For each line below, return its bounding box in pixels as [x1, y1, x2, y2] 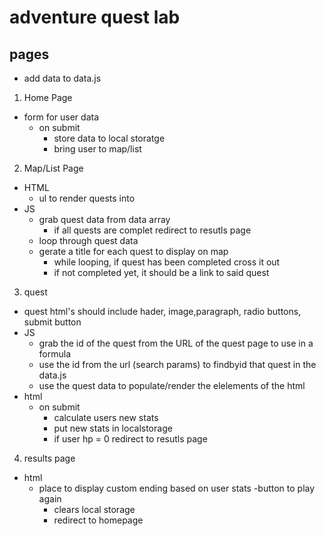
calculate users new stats [53, 412, 159, 423]
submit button [23, 316, 82, 328]
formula [38, 348, 72, 360]
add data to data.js [23, 72, 102, 84]
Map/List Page [23, 162, 84, 174]
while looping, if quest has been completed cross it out [53, 256, 281, 268]
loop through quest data [38, 235, 139, 246]
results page [23, 452, 76, 464]
